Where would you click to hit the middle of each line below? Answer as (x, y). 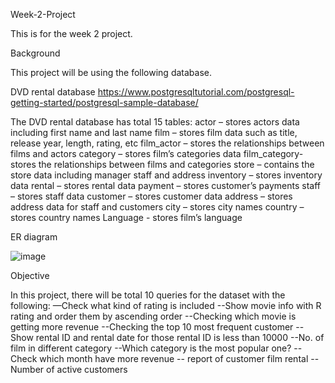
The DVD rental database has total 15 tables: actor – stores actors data (155, 122)
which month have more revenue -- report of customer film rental (174, 358)
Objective (30, 275)
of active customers (87, 369)
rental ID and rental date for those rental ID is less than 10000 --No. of (180, 337)
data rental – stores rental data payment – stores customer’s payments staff (165, 185)
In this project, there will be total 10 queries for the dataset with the (148, 295)
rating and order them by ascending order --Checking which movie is (153, 316)
